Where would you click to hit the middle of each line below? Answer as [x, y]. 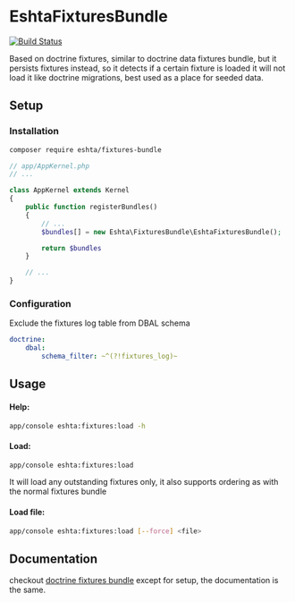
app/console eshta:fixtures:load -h [77, 426]
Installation [34, 131]
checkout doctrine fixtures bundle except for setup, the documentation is [144, 581]
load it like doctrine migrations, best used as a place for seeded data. [136, 77]
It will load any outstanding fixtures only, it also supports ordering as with [144, 482]
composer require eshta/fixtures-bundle [86, 149]
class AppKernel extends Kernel [69, 191]
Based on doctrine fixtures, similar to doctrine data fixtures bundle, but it [143, 58]
